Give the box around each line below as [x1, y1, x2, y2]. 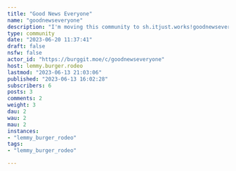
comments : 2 [7, 95, 42, 102]
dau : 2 [7, 108, 27, 115]
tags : [7, 141, 23, 148]
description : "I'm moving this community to [7, 23, 140, 30]
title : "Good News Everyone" [7, 10, 93, 18]
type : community [7, 29, 55, 37]
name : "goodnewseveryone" [7, 17, 83, 24]
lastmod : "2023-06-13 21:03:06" [7, 69, 102, 76]
